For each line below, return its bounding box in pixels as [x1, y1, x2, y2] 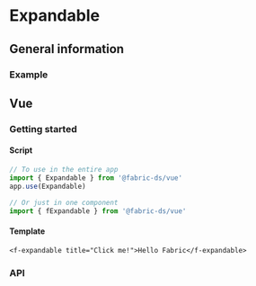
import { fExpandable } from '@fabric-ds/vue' [9, 206, 187, 216]
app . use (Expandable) [9, 182, 87, 191]
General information [9, 41, 124, 57]
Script [9, 145, 33, 156]
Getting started [9, 122, 78, 135]
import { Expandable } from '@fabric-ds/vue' [9, 173, 182, 183]
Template [9, 226, 46, 237]
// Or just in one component [9, 198, 119, 207]
